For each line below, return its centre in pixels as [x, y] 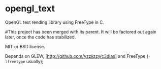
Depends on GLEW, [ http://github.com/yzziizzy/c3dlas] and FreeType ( [77, 56]
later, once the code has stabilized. [41, 37]
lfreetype [15, 62]
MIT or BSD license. [25, 46]
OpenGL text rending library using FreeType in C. [55, 22]
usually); [35, 61]
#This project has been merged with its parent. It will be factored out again [81, 32]
